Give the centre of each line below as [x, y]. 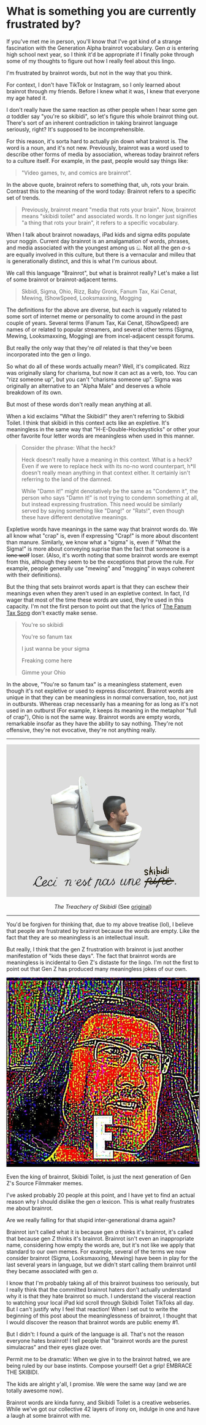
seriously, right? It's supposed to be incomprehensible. [76, 129]
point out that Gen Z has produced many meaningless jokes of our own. [97, 969]
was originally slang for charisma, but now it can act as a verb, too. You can [102, 372]
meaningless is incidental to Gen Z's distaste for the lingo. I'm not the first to [103, 962]
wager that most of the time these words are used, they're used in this [95, 600]
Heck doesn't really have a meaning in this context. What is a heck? [107, 460]
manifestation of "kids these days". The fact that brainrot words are [91, 956]
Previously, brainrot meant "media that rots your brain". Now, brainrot [109, 210]
